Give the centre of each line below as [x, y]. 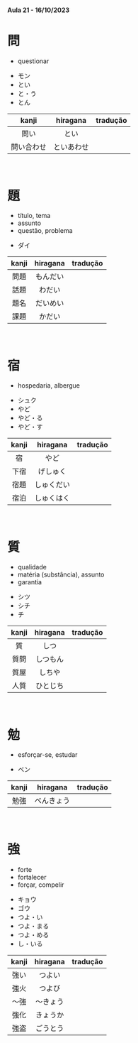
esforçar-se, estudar [47, 755]
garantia [30, 582]
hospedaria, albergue [48, 386]
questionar [33, 61]
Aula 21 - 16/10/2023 [39, 10]
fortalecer [32, 878]
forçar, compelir [41, 885]
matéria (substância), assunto [61, 574]
